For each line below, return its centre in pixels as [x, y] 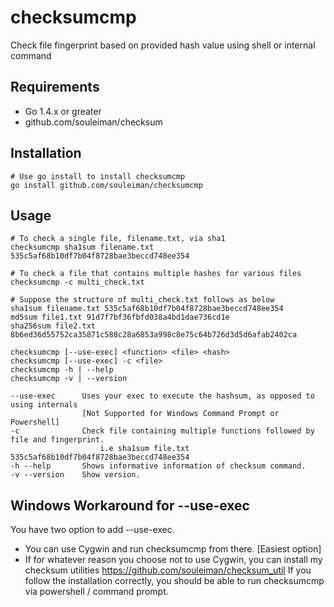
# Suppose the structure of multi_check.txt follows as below [142, 300]
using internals [44, 405]
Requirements [55, 87]
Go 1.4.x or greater [63, 111]
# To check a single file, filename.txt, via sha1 [118, 239]
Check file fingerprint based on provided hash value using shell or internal [163, 45]
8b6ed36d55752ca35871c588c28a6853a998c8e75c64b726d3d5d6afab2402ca [154, 335]
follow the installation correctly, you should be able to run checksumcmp [174, 581]
